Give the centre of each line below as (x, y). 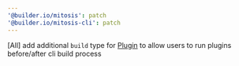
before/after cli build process (54, 53)
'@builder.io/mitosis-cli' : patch (64, 23)
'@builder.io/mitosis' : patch (57, 15)
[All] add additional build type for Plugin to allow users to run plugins (119, 45)
